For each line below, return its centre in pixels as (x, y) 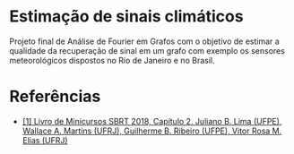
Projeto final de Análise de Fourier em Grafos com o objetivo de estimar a (144, 41)
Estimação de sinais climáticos (126, 17)
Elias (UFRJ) (45, 140)
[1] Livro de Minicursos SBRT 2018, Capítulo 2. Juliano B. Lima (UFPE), (152, 121)
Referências (55, 97)
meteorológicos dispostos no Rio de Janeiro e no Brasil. (112, 60)
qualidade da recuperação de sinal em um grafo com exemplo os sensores (147, 50)
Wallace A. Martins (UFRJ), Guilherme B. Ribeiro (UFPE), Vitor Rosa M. (152, 131)
